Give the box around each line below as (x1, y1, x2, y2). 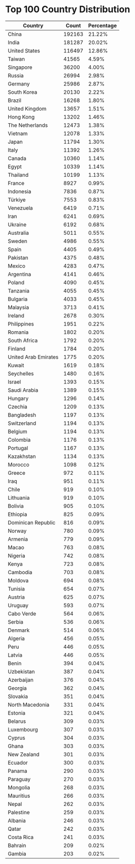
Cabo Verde (8, 610, 37, 617)
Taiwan (8, 55, 25, 62)
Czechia (8, 403, 28, 410)
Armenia (8, 535, 28, 543)
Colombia (8, 436, 31, 443)
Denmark (8, 627, 30, 634)
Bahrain (8, 842, 26, 849)
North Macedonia (8, 701, 50, 708)
